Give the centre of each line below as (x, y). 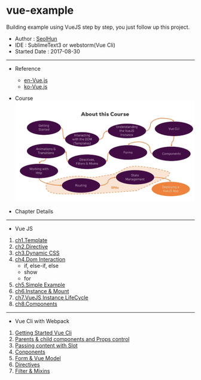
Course (24, 98)
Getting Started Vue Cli (43, 333)
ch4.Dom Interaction (40, 259)
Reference (28, 68)
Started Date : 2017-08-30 (48, 51)
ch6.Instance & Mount (42, 291)
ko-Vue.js (36, 86)
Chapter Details (34, 211)
